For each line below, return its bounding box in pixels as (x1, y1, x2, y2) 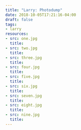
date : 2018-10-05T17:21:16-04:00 (5, 12, 76, 17)
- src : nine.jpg (5, 112, 40, 118)
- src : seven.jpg (5, 93, 42, 98)
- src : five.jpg (5, 74, 40, 79)
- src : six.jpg (5, 83, 38, 89)
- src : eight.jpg (5, 103, 42, 108)
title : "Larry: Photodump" (5, 7, 63, 13)
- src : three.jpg (5, 55, 42, 60)
